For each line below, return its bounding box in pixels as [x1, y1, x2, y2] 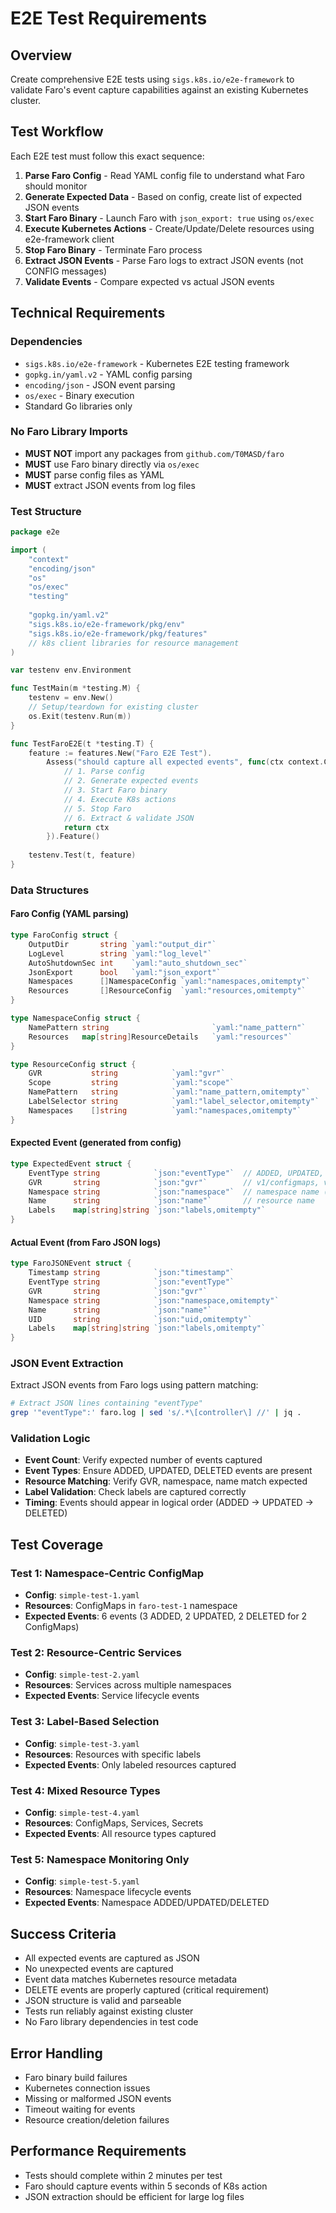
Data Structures [10, 883, 90, 897]
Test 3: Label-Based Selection [10, 1715, 160, 1729]
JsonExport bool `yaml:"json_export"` [28, 967, 222, 977]
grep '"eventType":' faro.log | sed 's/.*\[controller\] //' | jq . [10, 1408, 302, 1418]
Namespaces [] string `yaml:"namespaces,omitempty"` [28, 1105, 302, 1116]
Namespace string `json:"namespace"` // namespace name [28, 1187, 320, 1197]
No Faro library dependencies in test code [24, 2016, 199, 2028]
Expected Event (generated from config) [10, 1137, 182, 1149]
